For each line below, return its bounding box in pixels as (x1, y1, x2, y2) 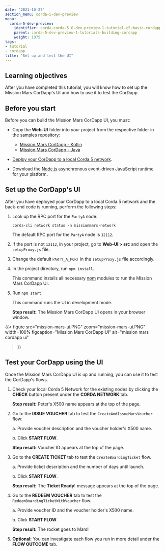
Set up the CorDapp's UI (5, 186, 81, 194)
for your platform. (12, 171, 48, 177)
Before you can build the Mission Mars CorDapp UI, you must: (5, 117, 131, 123)
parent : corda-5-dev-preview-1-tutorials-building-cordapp (14, 30, 137, 35)
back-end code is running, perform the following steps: (5, 203, 117, 210)
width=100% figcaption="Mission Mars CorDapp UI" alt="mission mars (5, 329, 149, 335)
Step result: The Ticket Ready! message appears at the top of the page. (12, 482, 160, 489)
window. (12, 314, 29, 320)
